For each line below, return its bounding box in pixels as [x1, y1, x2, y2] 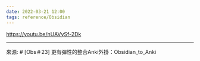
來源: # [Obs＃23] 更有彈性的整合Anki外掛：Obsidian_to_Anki [6, 48, 157, 55]
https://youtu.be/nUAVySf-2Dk [6, 30, 82, 37]
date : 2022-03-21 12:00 [6, 8, 65, 15]
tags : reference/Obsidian [6, 14, 70, 20]
